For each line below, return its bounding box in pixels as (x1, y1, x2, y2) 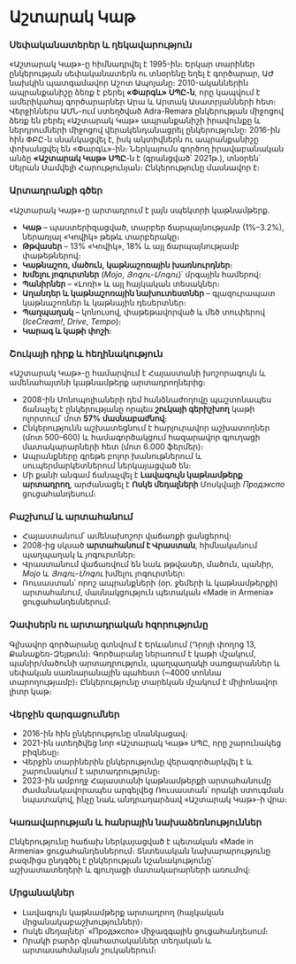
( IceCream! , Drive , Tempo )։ (21, 315, 122, 326)
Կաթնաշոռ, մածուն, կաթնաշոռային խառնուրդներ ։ (21, 260, 233, 270)
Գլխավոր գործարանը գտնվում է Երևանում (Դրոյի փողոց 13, (9, 639, 257, 649)
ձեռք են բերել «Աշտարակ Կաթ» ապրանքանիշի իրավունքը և (9, 115, 261, 126)
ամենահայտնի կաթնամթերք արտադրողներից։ (9, 377, 206, 388)
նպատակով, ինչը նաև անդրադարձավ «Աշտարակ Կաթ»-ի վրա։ (21, 794, 288, 805)
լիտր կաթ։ (9, 686, 52, 696)
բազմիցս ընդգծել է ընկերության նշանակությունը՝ (9, 855, 214, 866)
